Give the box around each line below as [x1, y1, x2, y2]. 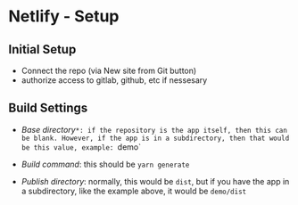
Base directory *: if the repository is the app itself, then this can [21, 124, 287, 135]
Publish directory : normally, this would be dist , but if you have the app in [21, 176, 290, 186]
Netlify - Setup [8, 6, 120, 27]
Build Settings [8, 101, 88, 116]
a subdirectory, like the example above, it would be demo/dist [21, 185, 247, 196]
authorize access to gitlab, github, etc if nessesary [21, 75, 208, 86]
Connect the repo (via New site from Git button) [21, 65, 197, 76]
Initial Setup [8, 42, 77, 57]
